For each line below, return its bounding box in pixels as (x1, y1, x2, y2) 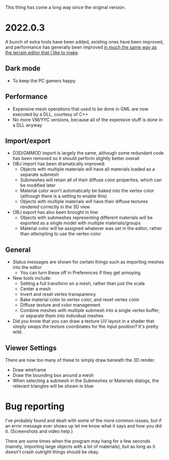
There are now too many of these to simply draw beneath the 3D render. (5, 357, 155, 363)
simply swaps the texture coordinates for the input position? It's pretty (12, 324, 159, 330)
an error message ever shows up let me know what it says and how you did (5, 423, 162, 429)
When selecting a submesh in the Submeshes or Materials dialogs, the (12, 377, 159, 384)
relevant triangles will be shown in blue (12, 383, 94, 389)
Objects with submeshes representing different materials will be (20, 215, 153, 221)
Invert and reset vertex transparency (20, 291, 96, 297)
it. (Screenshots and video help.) (5, 428, 73, 434)
